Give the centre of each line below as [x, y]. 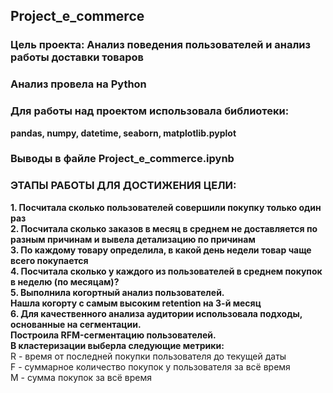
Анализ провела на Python [78, 84]
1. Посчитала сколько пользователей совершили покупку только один [166, 207]
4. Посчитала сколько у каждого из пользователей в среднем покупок [166, 271]
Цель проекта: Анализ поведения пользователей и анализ [160, 45]
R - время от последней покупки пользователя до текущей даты [148, 356]
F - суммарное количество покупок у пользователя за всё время [150, 366]
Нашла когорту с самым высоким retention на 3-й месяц [136, 303]
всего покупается [49, 260]
